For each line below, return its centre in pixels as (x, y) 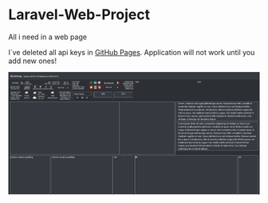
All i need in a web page (48, 37)
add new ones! (33, 61)
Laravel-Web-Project (79, 15)
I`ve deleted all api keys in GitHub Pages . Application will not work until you (132, 52)
